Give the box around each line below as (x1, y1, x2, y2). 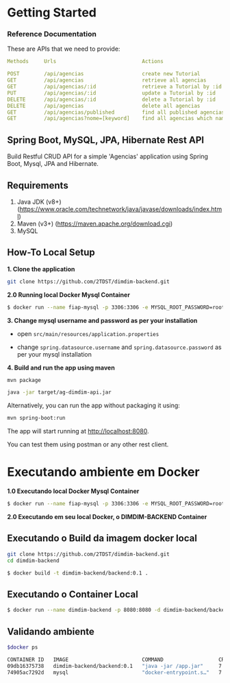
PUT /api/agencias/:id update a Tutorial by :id (7, 89, 216, 97)
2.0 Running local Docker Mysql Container (7, 290, 130, 299)
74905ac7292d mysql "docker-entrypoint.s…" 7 (7, 669, 222, 676)
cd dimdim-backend (7, 557, 60, 564)
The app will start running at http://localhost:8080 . (7, 427, 149, 435)
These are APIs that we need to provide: (7, 45, 120, 53)
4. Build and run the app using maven (7, 363, 115, 372)
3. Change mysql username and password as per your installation (7, 316, 198, 324)
